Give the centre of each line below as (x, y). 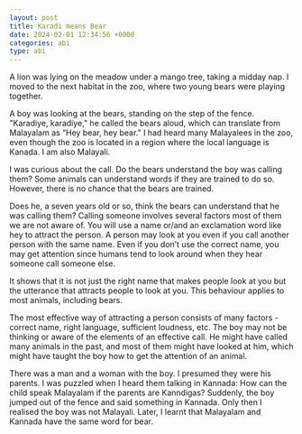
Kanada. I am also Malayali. (60, 152)
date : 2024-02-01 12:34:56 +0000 (72, 34)
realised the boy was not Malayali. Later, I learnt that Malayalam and (135, 412)
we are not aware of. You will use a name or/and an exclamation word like (146, 226)
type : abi (28, 51)
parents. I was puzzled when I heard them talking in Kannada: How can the (148, 383)
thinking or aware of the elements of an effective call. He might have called (149, 337)
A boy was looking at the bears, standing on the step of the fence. (132, 114)
